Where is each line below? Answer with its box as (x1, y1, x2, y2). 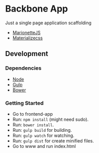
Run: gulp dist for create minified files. (12, 137, 94, 144)
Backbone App (5, 3, 68, 15)
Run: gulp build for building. (12, 127, 72, 133)
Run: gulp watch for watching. (12, 132, 74, 138)
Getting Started (5, 99, 44, 107)
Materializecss (12, 35, 43, 41)
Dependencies (5, 65, 42, 72)
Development (5, 49, 49, 58)
